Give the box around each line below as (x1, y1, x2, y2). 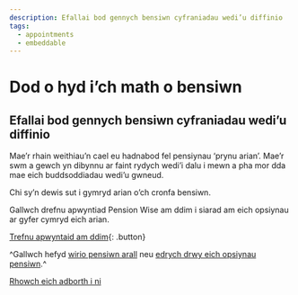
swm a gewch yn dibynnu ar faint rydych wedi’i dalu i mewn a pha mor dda (9, 160, 286, 171)
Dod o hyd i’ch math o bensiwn (9, 77, 242, 97)
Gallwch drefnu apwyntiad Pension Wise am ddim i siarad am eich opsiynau (9, 204, 289, 216)
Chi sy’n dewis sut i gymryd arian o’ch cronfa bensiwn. (9, 187, 211, 198)
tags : (9, 22, 30, 31)
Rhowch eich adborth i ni (9, 276, 101, 287)
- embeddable (17, 38, 66, 48)
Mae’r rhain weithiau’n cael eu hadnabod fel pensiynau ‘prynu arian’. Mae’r (9, 150, 285, 162)
